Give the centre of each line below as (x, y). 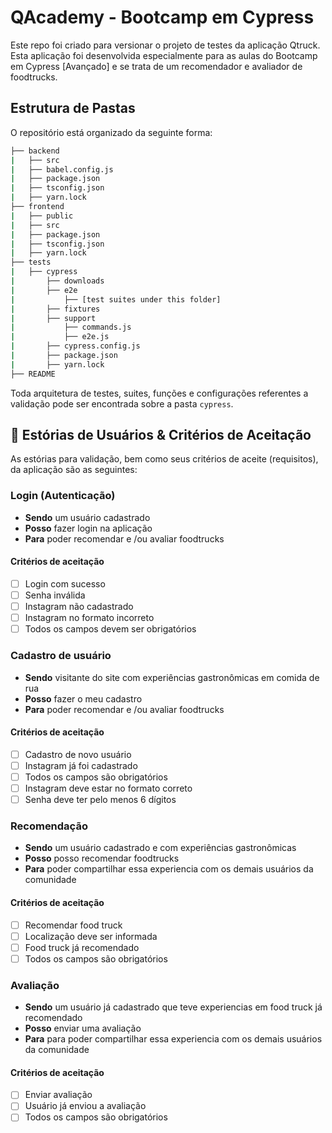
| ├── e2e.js (60, 337)
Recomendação (49, 826)
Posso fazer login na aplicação (88, 528)
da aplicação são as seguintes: (74, 470)
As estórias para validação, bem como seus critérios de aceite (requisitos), (164, 459)
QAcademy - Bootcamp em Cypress (162, 17)
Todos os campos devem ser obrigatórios (110, 629)
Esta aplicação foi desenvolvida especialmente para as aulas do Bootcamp (164, 55)
